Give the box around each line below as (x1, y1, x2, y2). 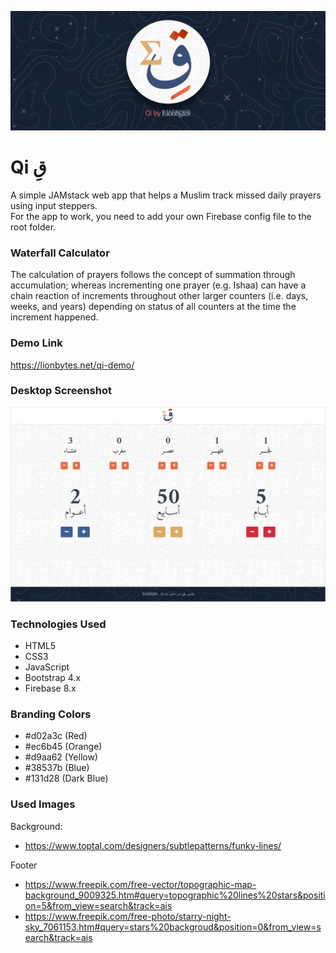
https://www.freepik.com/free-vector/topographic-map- (24, 878, 257, 890)
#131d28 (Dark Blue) (24, 772, 109, 785)
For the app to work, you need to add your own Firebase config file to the (10, 210, 312, 222)
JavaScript (24, 661, 70, 673)
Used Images (10, 797, 76, 811)
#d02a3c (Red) (24, 730, 88, 742)
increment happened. (10, 311, 99, 323)
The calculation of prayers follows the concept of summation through (10, 269, 296, 281)
